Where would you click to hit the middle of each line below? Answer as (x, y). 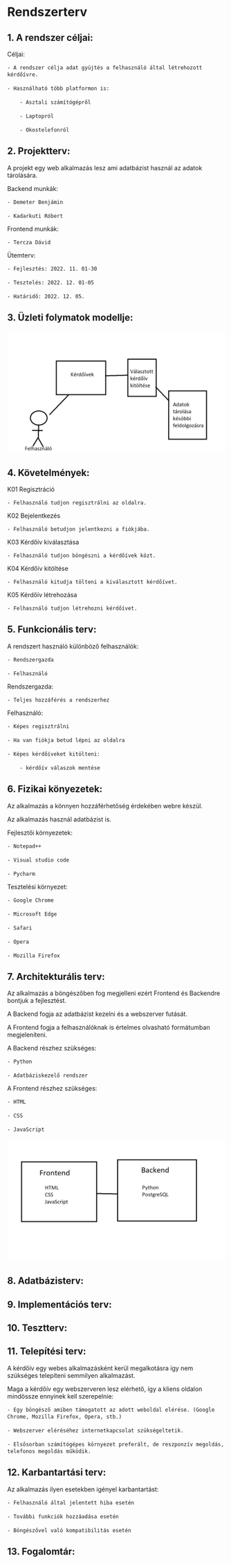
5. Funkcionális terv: (52, 629)
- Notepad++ (24, 846)
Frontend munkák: (33, 228)
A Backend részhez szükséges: (52, 1048)
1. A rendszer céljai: (50, 38)
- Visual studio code (38, 860)
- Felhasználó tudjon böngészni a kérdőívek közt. (82, 555)
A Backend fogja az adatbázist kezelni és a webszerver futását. (98, 1014)
